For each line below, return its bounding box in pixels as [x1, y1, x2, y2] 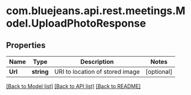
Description [80, 58, 114, 65]
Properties [6, 40, 46, 50]
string [31, 68, 49, 76]
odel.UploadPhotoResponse [6, 17, 146, 30]
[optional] [145, 68, 173, 76]
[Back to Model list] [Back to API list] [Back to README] [6, 83, 141, 90]
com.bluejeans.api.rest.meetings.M [6, 4, 186, 18]
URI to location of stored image [54, 68, 140, 76]
